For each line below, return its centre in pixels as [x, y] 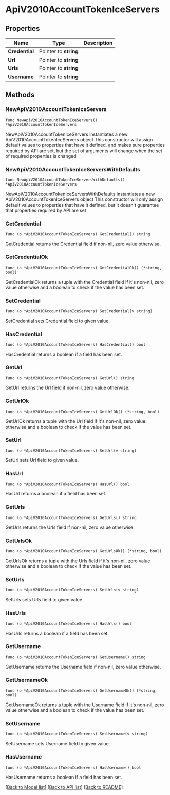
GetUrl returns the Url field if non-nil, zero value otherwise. [68, 388]
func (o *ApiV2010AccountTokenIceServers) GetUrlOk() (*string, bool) [82, 412]
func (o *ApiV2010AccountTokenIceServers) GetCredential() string [78, 234]
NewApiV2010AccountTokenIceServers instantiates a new [67, 134]
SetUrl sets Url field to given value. [42, 460]
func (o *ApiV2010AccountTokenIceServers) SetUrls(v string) [72, 590]
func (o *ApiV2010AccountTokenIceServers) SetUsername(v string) [77, 734]
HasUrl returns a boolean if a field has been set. [56, 494]
